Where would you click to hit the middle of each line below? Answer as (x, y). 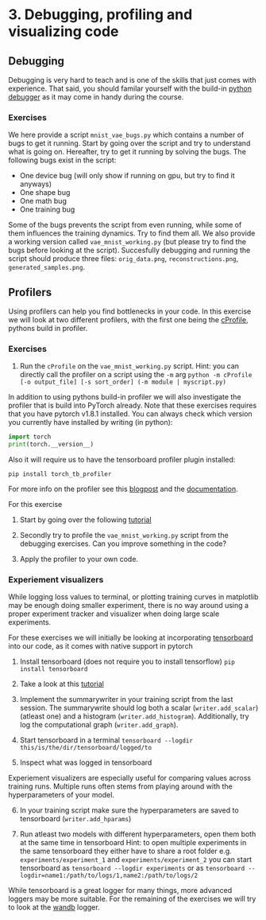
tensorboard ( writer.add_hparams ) (75, 819)
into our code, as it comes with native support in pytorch (100, 646)
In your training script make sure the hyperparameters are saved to (129, 810)
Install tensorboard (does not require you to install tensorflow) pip (127, 661)
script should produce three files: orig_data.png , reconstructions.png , (123, 259)
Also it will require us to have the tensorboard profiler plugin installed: (122, 460)
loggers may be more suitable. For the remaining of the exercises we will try (132, 899)
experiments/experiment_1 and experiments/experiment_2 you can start (136, 860)
